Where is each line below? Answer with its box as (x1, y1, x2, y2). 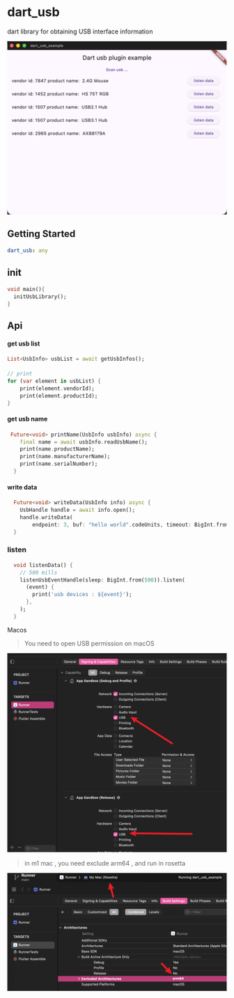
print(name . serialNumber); (19, 460, 98, 467)
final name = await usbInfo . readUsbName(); (19, 438, 148, 446)
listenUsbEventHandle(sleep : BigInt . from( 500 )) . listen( (19, 576, 186, 584)
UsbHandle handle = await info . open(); (19, 506, 136, 513)
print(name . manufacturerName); (19, 453, 111, 460)
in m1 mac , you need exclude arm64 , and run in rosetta (24, 859, 186, 868)
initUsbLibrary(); (13, 293, 68, 300)
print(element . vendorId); (19, 384, 95, 392)
